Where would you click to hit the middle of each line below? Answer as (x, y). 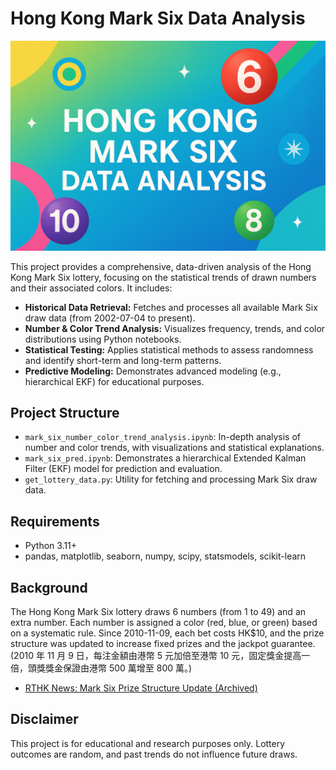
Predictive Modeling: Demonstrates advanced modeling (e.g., (153, 371)
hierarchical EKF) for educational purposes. (114, 381)
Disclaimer (44, 719)
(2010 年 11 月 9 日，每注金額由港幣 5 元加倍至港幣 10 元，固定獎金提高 (156, 656)
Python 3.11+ (51, 546)
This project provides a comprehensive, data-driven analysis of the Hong (161, 266)
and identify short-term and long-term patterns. (123, 360)
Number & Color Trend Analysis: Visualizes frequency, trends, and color (175, 328)
